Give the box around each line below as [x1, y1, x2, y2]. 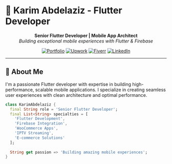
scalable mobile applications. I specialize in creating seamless [35, 87, 166, 93]
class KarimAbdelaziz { [5, 102, 56, 107]
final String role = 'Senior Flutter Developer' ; [10, 107, 118, 112]
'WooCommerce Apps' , [14, 126, 58, 131]
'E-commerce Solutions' [14, 135, 66, 140]
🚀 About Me [5, 68, 44, 76]
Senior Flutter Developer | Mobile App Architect [34, 32, 138, 38]
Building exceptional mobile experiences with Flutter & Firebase [18, 38, 154, 44]
